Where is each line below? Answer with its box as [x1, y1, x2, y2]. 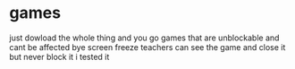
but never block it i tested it [9, 51, 110, 62]
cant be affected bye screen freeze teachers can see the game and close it [9, 41, 286, 52]
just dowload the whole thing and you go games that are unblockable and [9, 32, 280, 43]
